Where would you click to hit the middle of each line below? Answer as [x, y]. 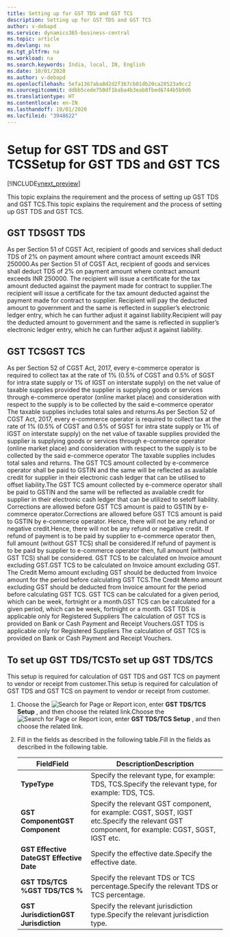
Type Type [37, 784]
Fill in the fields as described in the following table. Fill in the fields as [114, 739]
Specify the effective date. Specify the [151, 853]
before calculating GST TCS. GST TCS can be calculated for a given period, [114, 595]
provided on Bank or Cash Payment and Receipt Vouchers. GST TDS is [106, 624]
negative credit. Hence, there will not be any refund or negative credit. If [108, 529]
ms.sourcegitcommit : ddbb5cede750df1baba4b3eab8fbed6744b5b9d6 [99, 90]
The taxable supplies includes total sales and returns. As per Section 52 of [111, 412]
